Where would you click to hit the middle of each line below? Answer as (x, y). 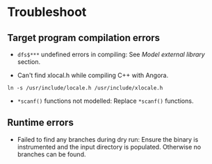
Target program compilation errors (84, 38)
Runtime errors (41, 123)
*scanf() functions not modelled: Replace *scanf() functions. (105, 101)
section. (29, 62)
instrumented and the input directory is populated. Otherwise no (109, 147)
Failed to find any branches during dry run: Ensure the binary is (108, 139)
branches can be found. (51, 154)
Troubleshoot (47, 12)
